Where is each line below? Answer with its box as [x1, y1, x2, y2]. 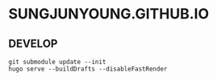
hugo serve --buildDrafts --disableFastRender [8, 65, 168, 73]
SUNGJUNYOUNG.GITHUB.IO [8, 5, 210, 23]
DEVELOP [8, 37, 58, 51]
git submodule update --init [8, 58, 106, 66]
